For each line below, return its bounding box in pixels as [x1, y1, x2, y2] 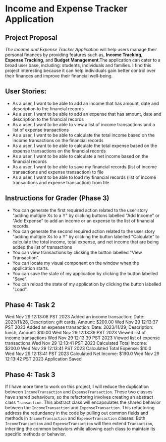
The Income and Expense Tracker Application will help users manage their [5, 47, 158, 52]
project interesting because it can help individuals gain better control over [5, 68, 156, 74]
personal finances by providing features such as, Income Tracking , [5, 52, 143, 58]
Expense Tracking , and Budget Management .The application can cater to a [5, 57, 161, 63]
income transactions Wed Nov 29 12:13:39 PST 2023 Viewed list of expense [5, 335, 160, 341]
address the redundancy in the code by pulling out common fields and [5, 410, 149, 416]
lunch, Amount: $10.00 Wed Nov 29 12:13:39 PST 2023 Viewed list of [5, 330, 146, 336]
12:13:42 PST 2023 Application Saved [5, 356, 82, 362]
